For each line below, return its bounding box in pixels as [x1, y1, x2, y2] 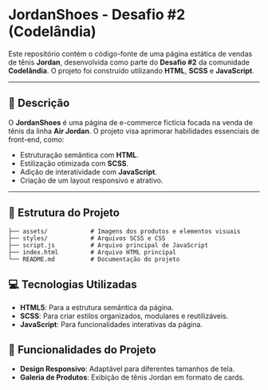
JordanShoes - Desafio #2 [8, 6, 186, 24]
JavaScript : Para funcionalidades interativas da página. [19, 320, 203, 329]
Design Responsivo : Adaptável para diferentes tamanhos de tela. [19, 364, 235, 374]
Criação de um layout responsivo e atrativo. [19, 175, 164, 185]
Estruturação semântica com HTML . [19, 150, 140, 160]
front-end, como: [8, 134, 65, 144]
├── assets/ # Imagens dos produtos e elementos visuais [8, 227, 241, 235]
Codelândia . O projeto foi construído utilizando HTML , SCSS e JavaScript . [8, 65, 255, 75]
